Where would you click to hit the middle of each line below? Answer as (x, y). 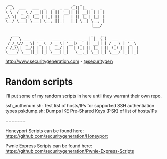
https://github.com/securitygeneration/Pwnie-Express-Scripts (70, 151)
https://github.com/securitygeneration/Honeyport (57, 136)
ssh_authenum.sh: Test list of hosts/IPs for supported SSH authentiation (80, 105)
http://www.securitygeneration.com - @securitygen (59, 61)
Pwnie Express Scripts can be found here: (49, 146)
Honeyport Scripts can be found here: (45, 131)
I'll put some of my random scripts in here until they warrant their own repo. (84, 96)
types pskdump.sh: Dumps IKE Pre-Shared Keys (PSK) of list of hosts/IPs (81, 111)
